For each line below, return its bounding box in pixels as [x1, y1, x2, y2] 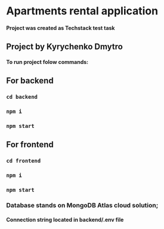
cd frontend [6, 157, 41, 164]
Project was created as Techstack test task [6, 24, 115, 31]
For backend [6, 76, 54, 86]
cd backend [6, 94, 38, 100]
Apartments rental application [6, 4, 159, 18]
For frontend [6, 139, 54, 150]
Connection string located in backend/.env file [6, 216, 124, 223]
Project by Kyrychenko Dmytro [6, 42, 123, 52]
